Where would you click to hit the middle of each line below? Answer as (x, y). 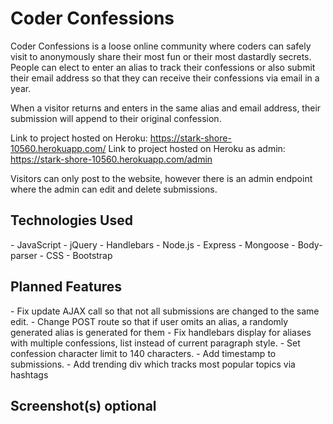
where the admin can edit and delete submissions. (114, 189)
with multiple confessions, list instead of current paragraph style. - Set (155, 343)
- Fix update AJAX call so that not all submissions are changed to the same (165, 311)
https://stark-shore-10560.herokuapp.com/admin (111, 159)
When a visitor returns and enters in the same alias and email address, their (166, 108)
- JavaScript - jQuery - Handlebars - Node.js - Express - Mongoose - (153, 244)
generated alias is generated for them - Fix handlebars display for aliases (161, 332)
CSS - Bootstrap (79, 255)
